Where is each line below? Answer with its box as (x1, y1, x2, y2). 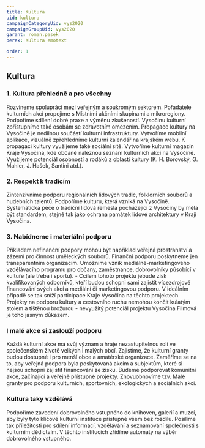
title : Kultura (6, 9, 45, 15)
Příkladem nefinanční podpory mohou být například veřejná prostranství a (6, 246, 192, 254)
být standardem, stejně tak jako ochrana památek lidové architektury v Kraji (6, 211, 197, 218)
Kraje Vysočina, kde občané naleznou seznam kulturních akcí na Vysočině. (6, 149, 196, 156)
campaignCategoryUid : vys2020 (6, 20, 84, 26)
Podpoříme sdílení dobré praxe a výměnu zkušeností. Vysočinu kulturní (6, 116, 186, 124)
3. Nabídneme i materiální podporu (6, 232, 112, 241)
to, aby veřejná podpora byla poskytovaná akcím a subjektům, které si (6, 360, 182, 367)
